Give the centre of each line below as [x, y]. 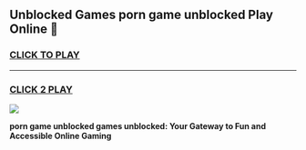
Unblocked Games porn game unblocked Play [141, 15]
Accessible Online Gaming [61, 135]
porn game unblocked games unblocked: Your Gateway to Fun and [138, 125]
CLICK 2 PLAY [41, 89]
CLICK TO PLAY [45, 55]
